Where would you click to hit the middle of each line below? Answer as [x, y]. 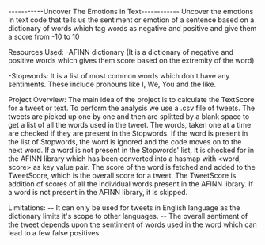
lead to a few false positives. [55, 233]
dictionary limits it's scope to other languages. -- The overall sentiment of [128, 216]
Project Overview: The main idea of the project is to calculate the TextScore [131, 100]
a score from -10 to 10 [44, 36]
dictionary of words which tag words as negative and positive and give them [132, 28]
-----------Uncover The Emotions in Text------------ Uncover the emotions [131, 11]
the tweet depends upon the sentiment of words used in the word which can [132, 224]
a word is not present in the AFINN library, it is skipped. [98, 192]
